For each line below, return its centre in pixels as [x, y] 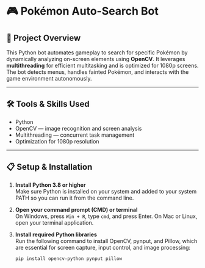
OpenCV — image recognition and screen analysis [78, 128]
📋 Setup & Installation [49, 167]
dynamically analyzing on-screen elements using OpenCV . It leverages [96, 59]
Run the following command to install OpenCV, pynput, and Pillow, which [106, 241]
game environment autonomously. [49, 78]
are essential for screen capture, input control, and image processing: [103, 247]
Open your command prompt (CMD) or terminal [76, 209]
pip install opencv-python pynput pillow [68, 259]
